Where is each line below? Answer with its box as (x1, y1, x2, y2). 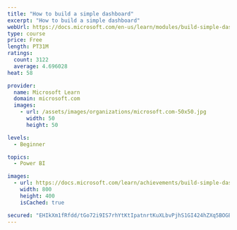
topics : (7, 153, 30, 161)
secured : (7, 212, 33, 219)
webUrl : (7, 23, 30, 30)
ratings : (7, 50, 33, 57)
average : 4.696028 (13, 63, 68, 70)
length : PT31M (7, 43, 49, 50)
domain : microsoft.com (13, 95, 80, 102)
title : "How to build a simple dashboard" (7, 10, 134, 18)
